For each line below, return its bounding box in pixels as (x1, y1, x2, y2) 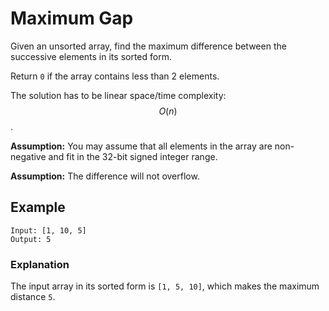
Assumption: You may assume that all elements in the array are (10, 140, 273, 152)
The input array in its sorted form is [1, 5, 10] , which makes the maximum (10, 280, 320, 292)
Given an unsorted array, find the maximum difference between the (10, 40, 287, 52)
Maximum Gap (10, 7, 134, 30)
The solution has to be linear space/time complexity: (10, 89, 227, 101)
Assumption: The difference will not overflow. (10, 170, 200, 182)
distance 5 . (10, 291, 56, 303)
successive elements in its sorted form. (10, 50, 172, 62)
